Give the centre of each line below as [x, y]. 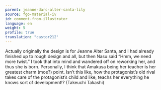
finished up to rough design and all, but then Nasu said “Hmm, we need [78, 56]
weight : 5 [15, 28]
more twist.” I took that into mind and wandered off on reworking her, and [80, 61]
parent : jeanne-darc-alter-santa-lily [45, 10]
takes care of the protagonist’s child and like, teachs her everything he [77, 77]
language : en [19, 23]
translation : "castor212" [32, 37]
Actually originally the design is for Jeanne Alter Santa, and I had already [80, 51]
